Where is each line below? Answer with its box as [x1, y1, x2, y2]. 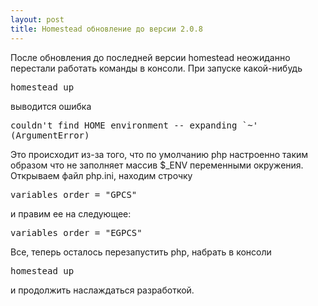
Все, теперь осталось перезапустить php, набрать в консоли [10, 246, 272, 258]
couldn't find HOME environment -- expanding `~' [10, 119, 259, 131]
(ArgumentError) [10, 129, 90, 141]
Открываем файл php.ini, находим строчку [10, 169, 193, 181]
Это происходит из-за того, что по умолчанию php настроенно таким [10, 148, 309, 160]
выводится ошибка [10, 100, 92, 112]
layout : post [10, 14, 65, 25]
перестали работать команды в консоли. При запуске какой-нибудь [10, 62, 303, 74]
